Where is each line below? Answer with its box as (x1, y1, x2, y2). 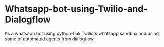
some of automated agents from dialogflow (5, 36, 94, 42)
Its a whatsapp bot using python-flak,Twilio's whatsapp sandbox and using (5, 30, 159, 36)
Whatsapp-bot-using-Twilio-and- (5, 3, 148, 15)
